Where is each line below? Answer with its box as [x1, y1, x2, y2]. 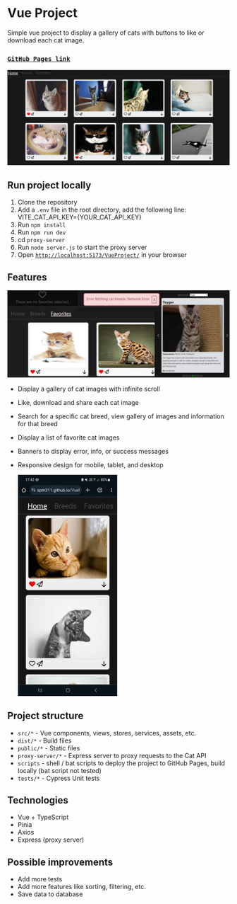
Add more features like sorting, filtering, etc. [17, 883, 147, 891]
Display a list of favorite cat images [17, 433, 120, 442]
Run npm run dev [17, 228, 66, 236]
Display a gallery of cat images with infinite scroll [17, 384, 160, 393]
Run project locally [7, 179, 92, 191]
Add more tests [17, 875, 63, 883]
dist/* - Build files [17, 736, 72, 745]
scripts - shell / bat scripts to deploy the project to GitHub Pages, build [17, 759, 226, 767]
